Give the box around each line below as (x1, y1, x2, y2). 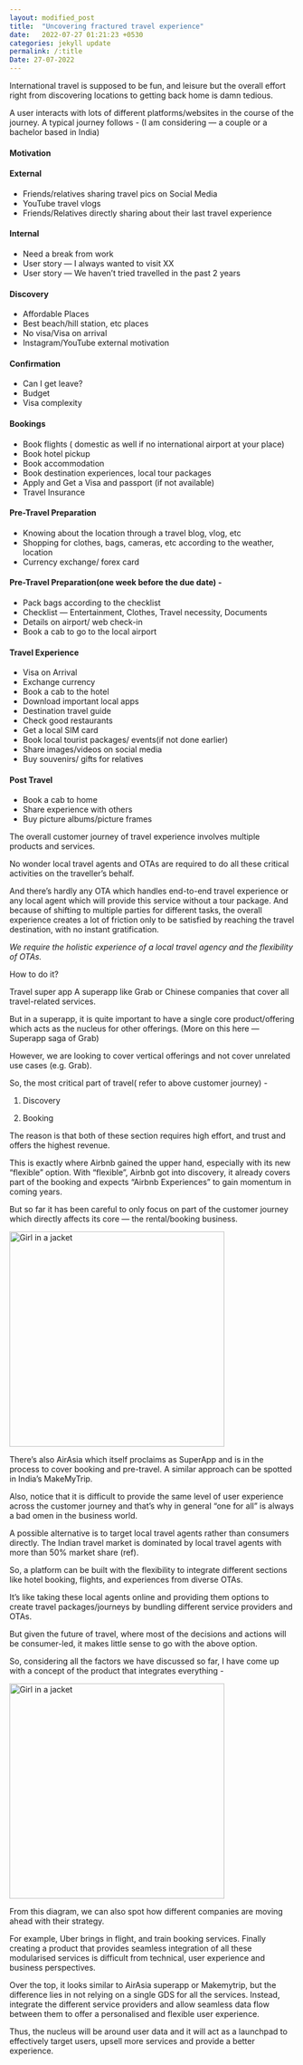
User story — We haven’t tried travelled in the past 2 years (22, 268, 241, 278)
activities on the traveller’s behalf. (9, 868, 135, 879)
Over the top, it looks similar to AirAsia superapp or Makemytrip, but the (9, 1980, 277, 1991)
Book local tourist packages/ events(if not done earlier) (22, 735, 229, 746)
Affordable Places (22, 309, 90, 320)
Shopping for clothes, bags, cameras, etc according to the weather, (22, 536, 274, 548)
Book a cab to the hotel (22, 686, 110, 698)
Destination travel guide (22, 706, 111, 717)
